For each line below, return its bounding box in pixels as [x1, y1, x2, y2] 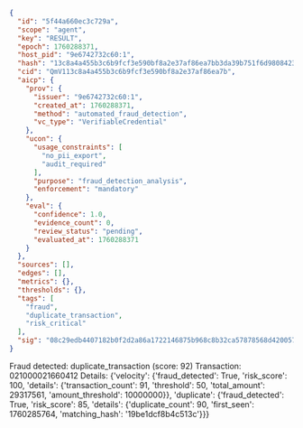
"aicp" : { [17, 76, 54, 85]
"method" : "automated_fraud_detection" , [32, 109, 188, 118]
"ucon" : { [25, 135, 63, 144]
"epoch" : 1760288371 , [17, 42, 99, 51]
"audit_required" [41, 159, 106, 169]
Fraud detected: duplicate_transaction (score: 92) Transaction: [9, 360, 242, 371]
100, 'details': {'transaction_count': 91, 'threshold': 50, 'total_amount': [9, 379, 266, 390]
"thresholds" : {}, [17, 285, 87, 294]
